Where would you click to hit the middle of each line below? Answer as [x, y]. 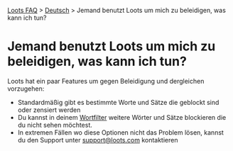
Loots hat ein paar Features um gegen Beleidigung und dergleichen [106, 81]
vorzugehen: [26, 89]
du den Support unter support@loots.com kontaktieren [98, 140]
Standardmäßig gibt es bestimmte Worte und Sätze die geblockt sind [118, 102]
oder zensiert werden [49, 110]
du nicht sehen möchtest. [55, 125]
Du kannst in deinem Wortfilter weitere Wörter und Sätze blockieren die [122, 117]
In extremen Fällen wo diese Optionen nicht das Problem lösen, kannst [120, 132]
